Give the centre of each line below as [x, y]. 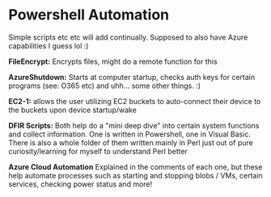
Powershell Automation [89, 15]
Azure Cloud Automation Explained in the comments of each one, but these [135, 166]
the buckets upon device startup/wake [73, 110]
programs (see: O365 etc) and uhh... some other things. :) [104, 86]
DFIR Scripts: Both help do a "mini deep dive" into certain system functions [134, 125]
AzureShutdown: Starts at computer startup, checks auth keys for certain [132, 77]
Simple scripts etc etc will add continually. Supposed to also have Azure [128, 37]
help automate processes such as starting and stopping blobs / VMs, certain [135, 175]
